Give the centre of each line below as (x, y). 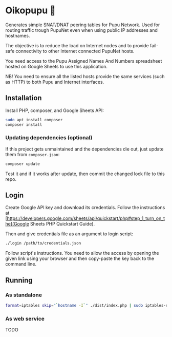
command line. (21, 264)
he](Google (17, 224)
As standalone (24, 295)
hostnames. (18, 35)
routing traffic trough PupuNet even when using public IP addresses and (81, 30)
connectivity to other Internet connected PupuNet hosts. (75, 51)
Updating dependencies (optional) (49, 138)
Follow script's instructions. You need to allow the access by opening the (82, 253)
